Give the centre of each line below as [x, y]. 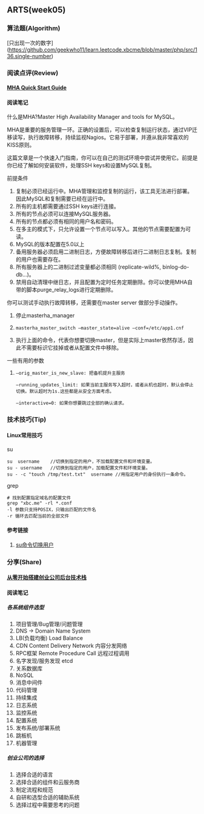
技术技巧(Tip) [27, 420]
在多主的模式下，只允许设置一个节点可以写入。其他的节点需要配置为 [100, 229]
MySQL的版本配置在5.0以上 [50, 244]
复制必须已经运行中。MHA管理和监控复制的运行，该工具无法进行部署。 [104, 191]
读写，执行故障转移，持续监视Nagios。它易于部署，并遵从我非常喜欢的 [100, 137]
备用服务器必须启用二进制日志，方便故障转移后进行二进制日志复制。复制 [106, 252]
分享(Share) [24, 562]
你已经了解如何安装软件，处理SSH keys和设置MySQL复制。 [81, 166]
